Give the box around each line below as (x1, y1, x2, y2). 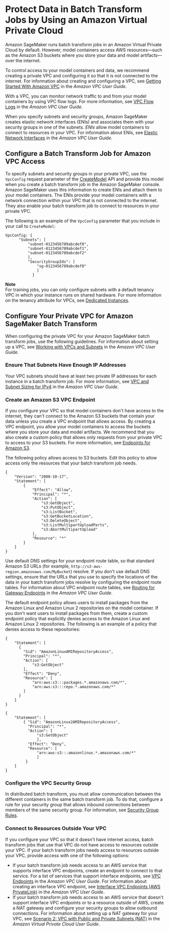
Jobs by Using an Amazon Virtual (5, 14, 147, 26)
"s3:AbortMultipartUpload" (41, 527, 98, 532)
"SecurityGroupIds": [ (27, 259, 75, 264)
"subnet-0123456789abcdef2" (27, 250, 87, 255)
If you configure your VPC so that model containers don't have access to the (5, 408, 164, 414)
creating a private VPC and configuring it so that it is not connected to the (5, 72, 158, 78)
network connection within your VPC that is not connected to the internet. (5, 197, 158, 203)
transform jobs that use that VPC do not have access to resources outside (5, 842, 158, 848)
